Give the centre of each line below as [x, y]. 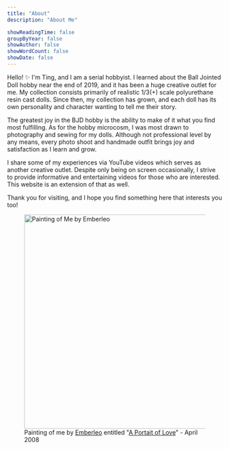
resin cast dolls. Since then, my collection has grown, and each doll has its [112, 99]
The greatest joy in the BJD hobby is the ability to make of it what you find [111, 120]
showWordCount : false [38, 51]
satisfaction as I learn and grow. [52, 149]
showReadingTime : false [41, 32]
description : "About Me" [42, 20]
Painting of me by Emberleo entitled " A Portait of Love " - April [111, 432]
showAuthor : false [33, 45]
